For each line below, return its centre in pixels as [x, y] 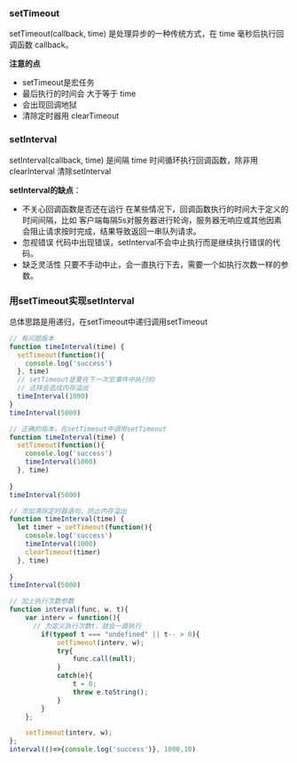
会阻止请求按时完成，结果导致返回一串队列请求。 [111, 231]
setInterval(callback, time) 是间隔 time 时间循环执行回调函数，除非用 [134, 160]
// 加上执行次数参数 [42, 601]
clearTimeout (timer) [63, 552]
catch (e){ [74, 676]
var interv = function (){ [73, 618]
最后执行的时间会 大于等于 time [79, 94]
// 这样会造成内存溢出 [53, 388]
